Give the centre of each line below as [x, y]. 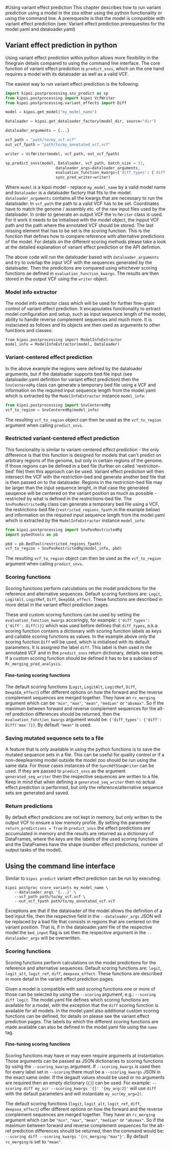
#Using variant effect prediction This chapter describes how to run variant [83, 7]
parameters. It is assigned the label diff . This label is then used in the [79, 647]
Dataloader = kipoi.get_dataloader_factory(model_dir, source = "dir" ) [81, 122]
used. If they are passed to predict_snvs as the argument [66, 771]
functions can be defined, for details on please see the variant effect [77, 1016]
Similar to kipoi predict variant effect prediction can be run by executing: [83, 878]
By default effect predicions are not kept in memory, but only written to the [84, 817]
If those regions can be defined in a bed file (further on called [70, 466]
